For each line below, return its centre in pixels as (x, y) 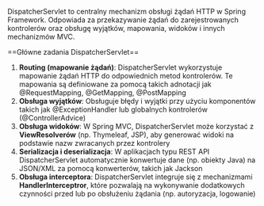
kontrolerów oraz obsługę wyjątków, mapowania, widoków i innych (116, 28)
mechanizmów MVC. (41, 36)
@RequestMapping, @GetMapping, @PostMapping (103, 93)
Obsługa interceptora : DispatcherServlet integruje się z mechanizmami (136, 177)
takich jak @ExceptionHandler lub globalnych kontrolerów (113, 109)
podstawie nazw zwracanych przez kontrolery (94, 143)
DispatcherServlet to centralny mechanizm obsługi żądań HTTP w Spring (127, 11)
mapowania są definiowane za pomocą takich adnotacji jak (115, 84)
